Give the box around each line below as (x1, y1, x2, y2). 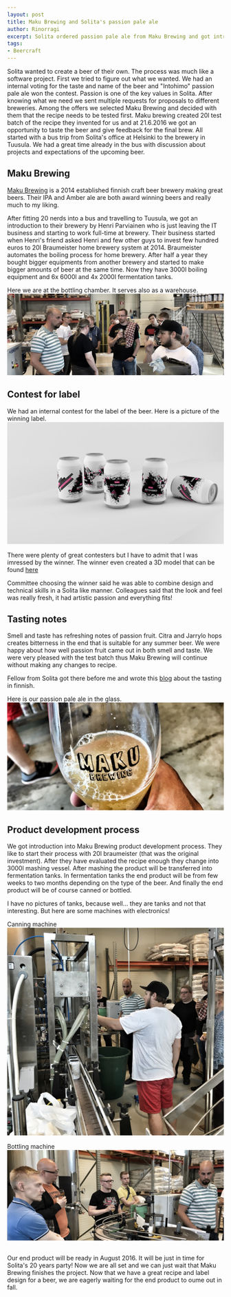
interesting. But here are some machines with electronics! (7, 907, 170, 915)
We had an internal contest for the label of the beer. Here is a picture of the (7, 407, 220, 415)
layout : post (7, 11, 45, 18)
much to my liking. (7, 201, 60, 209)
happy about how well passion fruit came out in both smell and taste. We (7, 646, 213, 655)
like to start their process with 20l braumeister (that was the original (7, 850, 199, 858)
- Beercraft (7, 48, 41, 54)
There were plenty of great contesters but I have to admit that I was (7, 551, 198, 559)
